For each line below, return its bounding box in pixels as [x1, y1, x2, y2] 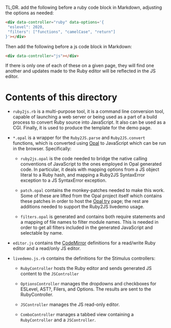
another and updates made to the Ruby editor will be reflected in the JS [5, 68, 156, 74]
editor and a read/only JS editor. [12, 245, 81, 252]
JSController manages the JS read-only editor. [20, 301, 120, 307]
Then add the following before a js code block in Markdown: [5, 43, 132, 49]
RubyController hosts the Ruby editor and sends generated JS [20, 265, 152, 272]
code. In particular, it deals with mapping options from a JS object [20, 166, 160, 172]
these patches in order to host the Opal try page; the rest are [20, 198, 149, 204]
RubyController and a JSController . [20, 317, 96, 323]
